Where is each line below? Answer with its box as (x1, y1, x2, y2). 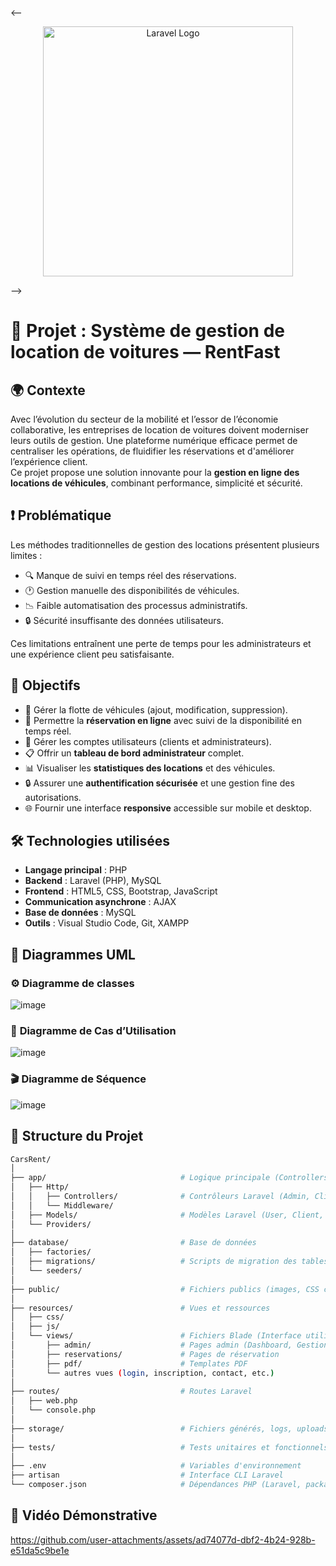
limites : (10, 549, 43, 561)
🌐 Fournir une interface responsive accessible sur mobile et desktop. (24, 802, 312, 814)
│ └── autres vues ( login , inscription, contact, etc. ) (10, 1368, 275, 1378)
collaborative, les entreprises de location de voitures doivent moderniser (10, 424, 309, 436)
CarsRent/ (10, 1154, 52, 1164)
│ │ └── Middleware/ (10, 1200, 114, 1211)
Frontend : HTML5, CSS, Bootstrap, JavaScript (24, 885, 218, 897)
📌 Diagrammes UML (10, 946, 136, 963)
